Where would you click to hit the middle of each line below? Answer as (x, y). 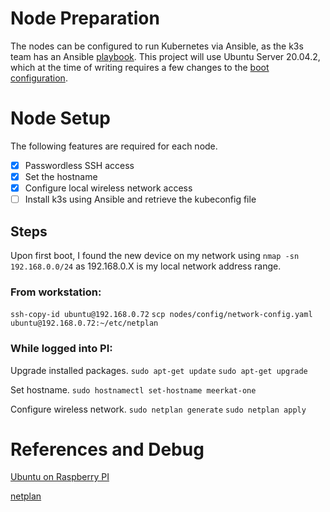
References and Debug (107, 449)
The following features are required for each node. (114, 146)
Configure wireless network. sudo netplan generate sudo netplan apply (158, 409)
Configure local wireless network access (108, 188)
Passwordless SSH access (79, 165)
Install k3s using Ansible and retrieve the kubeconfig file (140, 199)
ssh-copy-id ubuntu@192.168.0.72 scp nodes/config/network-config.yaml (161, 315)
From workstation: (56, 292)
